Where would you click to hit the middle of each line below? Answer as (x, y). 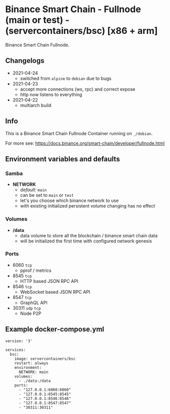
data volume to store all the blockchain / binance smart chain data (89, 235)
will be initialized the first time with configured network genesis (86, 241)
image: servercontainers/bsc (45, 359)
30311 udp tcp (27, 308)
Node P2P (31, 313)
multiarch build (36, 105)
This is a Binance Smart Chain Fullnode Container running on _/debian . (79, 133)
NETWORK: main (34, 372)
